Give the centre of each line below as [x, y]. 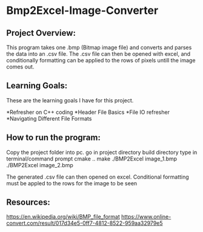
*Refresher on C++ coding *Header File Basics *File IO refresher [88, 112]
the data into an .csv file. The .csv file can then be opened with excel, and [98, 54]
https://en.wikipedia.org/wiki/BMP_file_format [63, 217]
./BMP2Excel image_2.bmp [40, 165]
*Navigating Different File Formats [49, 118]
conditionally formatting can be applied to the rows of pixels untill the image [101, 60]
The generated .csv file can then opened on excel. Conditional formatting [98, 177]
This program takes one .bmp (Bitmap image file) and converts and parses [99, 47]
